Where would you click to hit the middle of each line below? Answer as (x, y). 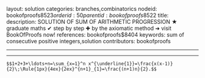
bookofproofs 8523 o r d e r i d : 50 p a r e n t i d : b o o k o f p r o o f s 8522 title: (88, 15)
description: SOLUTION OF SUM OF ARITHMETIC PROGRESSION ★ (92, 22)
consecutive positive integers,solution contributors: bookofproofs (88, 41)
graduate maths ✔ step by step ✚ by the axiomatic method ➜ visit (89, 28)
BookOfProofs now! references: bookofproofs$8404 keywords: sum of (95, 35)
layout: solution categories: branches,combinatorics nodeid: (82, 9)
